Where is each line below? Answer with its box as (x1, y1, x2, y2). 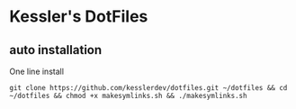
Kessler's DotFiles (9, 6, 148, 27)
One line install (9, 66, 65, 77)
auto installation (9, 42, 103, 58)
